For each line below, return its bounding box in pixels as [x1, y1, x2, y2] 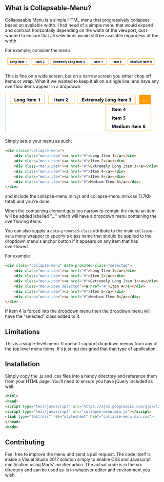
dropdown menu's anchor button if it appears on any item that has [5, 238, 138, 244]
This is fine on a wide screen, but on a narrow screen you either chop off [5, 73, 151, 79]
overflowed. [5, 244, 29, 250]
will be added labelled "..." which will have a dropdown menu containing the [5, 213, 157, 219]
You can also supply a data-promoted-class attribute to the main [5, 228, 134, 234]
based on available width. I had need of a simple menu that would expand [5, 22, 153, 28]
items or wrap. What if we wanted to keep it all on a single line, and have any [5, 78, 159, 84]
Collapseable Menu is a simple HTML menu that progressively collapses [5, 17, 150, 23]
